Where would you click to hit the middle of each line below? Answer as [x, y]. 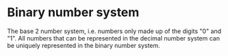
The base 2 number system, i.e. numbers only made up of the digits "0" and [114, 31]
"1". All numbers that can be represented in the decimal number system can [114, 38]
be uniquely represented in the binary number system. [84, 45]
